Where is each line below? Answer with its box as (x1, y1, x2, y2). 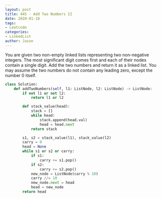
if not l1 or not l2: (22, 91, 66, 96)
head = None (22, 144, 47, 149)
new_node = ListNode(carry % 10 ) (30, 171, 98, 176)
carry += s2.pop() (39, 167, 77, 172)
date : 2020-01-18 (5, 16, 40, 21)
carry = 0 (22, 140, 42, 145)
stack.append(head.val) (39, 117, 88, 122)
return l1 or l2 (30, 95, 64, 100)
